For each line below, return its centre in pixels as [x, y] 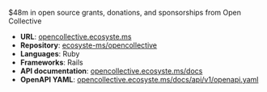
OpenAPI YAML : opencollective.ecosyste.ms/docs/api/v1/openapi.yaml [139, 79]
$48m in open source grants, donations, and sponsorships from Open [125, 13]
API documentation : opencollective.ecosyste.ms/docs [111, 71]
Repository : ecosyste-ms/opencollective [89, 45]
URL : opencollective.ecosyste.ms [76, 37]
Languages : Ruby [50, 54]
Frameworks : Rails [51, 62]
